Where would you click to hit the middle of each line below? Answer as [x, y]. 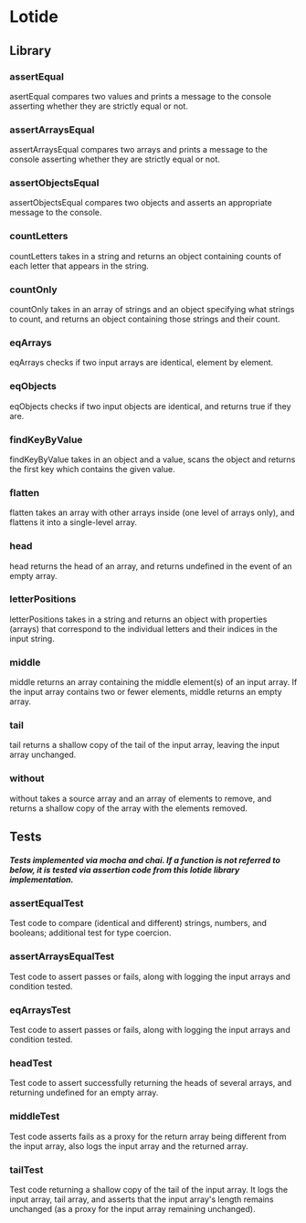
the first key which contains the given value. [92, 469]
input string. [32, 638]
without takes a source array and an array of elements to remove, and [141, 798]
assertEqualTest [47, 903]
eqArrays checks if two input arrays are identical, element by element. [142, 363]
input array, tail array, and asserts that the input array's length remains [142, 1199]
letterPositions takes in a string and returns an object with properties [138, 619]
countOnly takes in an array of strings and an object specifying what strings [152, 310]
